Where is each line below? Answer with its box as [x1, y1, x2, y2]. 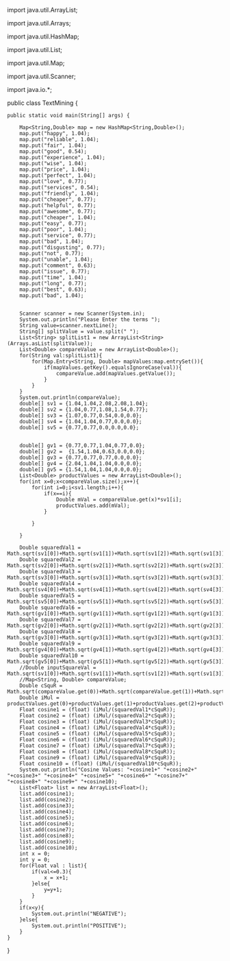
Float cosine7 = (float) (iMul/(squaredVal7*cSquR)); [19, 742, 176, 749]
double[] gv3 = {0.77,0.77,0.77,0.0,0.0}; [19, 454, 142, 461]
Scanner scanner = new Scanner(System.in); [19, 310, 146, 317]
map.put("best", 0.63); [19, 286, 88, 293]
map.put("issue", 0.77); [19, 268, 90, 275]
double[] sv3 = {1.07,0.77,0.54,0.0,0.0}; [19, 412, 142, 419]
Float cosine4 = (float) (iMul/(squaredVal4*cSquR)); [19, 724, 176, 731]
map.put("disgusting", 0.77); [19, 244, 106, 251]
